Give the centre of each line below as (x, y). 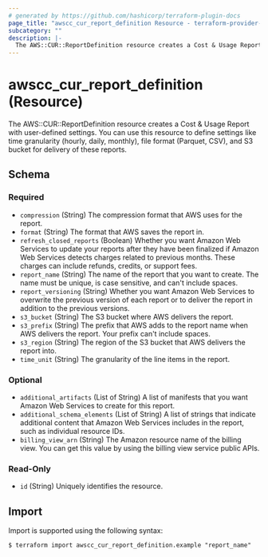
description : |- (35, 38)
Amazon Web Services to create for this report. (97, 406)
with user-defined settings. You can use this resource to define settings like (132, 133)
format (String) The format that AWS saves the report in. (112, 232)
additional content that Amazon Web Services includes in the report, (132, 423)
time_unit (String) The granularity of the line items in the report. (124, 359)
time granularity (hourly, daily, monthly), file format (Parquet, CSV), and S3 (131, 141)
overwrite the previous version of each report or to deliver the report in (136, 300)
